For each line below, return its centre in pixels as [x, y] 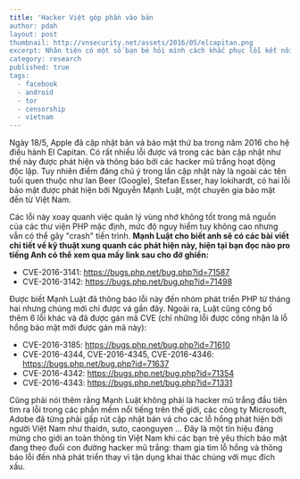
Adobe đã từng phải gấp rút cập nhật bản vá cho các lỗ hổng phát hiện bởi [146, 419]
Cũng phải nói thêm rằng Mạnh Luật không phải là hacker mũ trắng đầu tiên [148, 400]
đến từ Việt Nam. [40, 200]
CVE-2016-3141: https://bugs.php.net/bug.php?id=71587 [126, 273]
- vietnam [35, 117]
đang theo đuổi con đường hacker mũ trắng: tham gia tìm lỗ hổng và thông [146, 448]
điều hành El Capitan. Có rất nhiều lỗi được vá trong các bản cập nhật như [145, 152]
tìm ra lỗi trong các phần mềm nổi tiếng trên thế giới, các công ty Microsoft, [148, 410]
